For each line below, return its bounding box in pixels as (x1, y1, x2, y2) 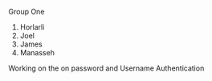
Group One (8, 7, 45, 16)
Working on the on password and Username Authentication (8, 63, 205, 73)
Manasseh (19, 48, 55, 57)
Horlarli (19, 22, 45, 31)
